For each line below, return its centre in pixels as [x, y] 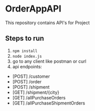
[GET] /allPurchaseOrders [39, 97]
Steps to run [24, 38]
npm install [25, 51]
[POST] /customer [31, 76]
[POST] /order [27, 81]
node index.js [27, 56]
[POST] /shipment [31, 87]
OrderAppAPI [33, 9]
